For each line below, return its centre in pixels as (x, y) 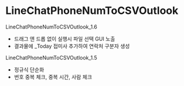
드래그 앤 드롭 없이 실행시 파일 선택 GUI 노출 (64, 38)
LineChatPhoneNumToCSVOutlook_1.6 (51, 27)
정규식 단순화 (29, 69)
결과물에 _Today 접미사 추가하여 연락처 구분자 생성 (72, 46)
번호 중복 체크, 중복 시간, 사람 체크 (53, 77)
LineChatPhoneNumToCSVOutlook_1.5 (51, 58)
